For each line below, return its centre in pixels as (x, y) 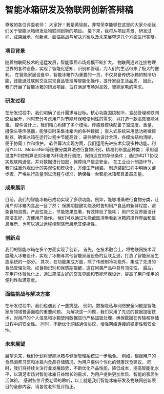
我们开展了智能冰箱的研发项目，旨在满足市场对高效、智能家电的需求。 (76, 87)
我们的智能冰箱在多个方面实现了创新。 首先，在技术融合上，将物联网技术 (78, 250)
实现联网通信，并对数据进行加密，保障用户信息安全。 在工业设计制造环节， (81, 161)
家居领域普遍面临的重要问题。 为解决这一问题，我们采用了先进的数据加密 (78, 312)
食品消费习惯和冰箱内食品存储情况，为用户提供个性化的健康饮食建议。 (76, 362)
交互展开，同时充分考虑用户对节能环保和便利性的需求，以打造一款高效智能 (80, 119)
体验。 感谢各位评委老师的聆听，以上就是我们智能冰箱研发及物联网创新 (80, 380)
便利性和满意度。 (22, 280)
